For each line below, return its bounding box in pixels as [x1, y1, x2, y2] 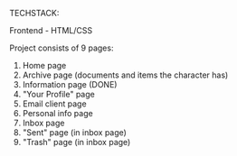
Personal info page [22, 108, 93, 118]
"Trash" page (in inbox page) [22, 137, 131, 147]
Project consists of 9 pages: [9, 42, 114, 53]
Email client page [22, 98, 88, 109]
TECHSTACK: [9, 8, 60, 18]
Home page [22, 60, 67, 70]
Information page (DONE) [22, 79, 118, 89]
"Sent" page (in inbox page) [22, 127, 127, 138]
